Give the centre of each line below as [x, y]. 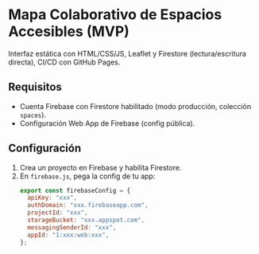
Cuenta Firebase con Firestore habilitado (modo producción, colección [135, 106]
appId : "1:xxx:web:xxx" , [68, 235]
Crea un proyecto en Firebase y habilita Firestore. [101, 167]
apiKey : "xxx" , [52, 198]
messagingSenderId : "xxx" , [72, 227]
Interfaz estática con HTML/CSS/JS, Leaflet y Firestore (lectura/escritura [127, 53]
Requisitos [35, 87]
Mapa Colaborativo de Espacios [115, 15]
